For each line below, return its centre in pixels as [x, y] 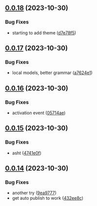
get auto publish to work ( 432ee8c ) [48, 198]
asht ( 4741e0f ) [27, 153]
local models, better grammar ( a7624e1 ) [52, 73]
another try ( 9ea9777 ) [34, 193]
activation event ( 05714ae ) [39, 113]
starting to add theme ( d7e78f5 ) [44, 33]
